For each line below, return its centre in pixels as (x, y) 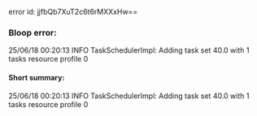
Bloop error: (33, 32)
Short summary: (37, 77)
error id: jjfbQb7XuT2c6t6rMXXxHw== (73, 12)
